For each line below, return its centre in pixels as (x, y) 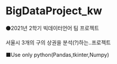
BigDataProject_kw (54, 11)
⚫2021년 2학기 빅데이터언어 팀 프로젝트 (53, 28)
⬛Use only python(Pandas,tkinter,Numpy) (58, 55)
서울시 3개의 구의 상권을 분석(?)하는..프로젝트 (58, 42)
